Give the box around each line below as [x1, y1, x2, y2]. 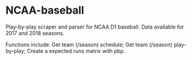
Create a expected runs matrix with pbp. [27, 47, 126, 54]
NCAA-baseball [5, 4, 84, 17]
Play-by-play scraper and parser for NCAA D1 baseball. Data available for [5, 23, 184, 30]
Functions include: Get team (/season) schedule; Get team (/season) [5, 41, 173, 48]
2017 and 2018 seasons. [5, 29, 65, 36]
